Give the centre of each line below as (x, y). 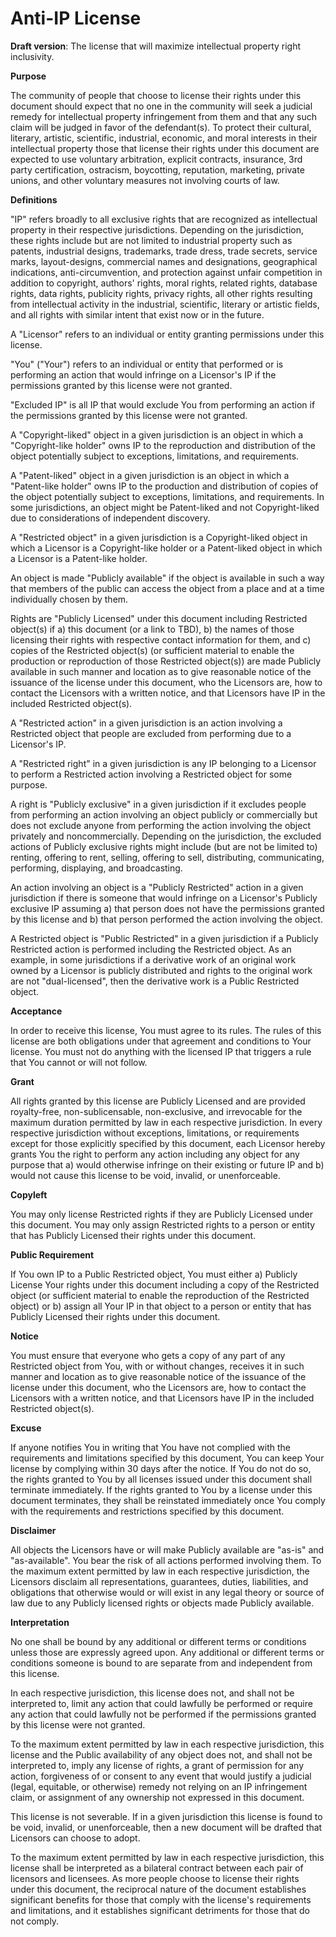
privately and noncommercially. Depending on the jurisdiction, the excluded (166, 836)
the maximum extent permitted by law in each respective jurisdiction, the (160, 1571)
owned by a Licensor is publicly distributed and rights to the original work (161, 970)
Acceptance (36, 1011)
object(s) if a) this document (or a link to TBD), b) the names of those (152, 629)
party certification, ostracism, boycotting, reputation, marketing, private (157, 169)
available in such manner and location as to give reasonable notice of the (161, 671)
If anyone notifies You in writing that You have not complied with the (150, 1447)
